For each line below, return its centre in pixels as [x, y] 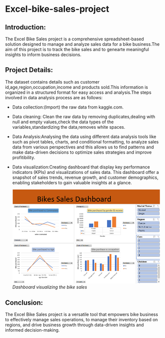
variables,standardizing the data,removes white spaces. [69, 127]
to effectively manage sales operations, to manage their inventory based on [82, 320]
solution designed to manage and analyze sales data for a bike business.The [82, 44]
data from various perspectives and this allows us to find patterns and [83, 147]
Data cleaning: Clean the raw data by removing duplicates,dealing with [84, 116]
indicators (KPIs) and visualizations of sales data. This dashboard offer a [85, 172]
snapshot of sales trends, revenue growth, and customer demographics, [85, 177]
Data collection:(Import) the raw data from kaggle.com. [68, 107]
